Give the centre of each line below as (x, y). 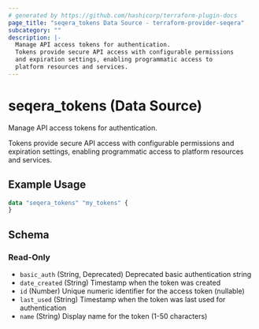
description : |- (35, 37)
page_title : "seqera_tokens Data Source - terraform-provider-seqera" (126, 23)
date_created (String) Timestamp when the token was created (120, 282)
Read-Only (30, 257)
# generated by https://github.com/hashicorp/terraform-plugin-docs (123, 15)
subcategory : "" (35, 30)
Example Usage (47, 185)
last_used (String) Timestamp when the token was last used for (122, 299)
